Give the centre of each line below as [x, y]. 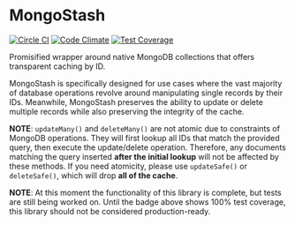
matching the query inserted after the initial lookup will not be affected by [144, 156]
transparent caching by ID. [57, 66]
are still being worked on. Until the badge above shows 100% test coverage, [147, 202]
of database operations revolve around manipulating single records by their [146, 93]
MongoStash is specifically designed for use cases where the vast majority [146, 83]
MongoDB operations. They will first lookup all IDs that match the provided [144, 138]
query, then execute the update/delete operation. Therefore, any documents [148, 147]
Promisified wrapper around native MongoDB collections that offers [132, 56]
